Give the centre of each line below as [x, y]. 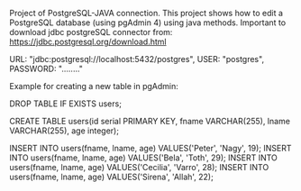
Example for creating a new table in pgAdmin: [94, 86]
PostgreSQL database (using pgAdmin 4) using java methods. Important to [148, 23]
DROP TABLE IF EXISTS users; [65, 104]
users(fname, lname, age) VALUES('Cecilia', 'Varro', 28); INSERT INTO [139, 167]
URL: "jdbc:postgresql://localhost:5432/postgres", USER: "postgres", [137, 59]
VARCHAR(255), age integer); [64, 131]
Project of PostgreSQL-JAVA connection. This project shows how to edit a [146, 13]
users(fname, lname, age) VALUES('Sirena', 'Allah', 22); [111, 177]
